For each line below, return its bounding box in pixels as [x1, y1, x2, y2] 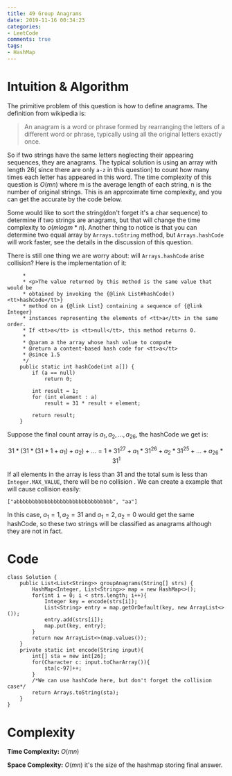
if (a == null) [32, 369, 76, 376]
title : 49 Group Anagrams [7, 10, 82, 17]
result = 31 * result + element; [44, 400, 141, 407]
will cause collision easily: [7, 484, 81, 493]
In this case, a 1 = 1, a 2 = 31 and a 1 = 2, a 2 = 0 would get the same [7, 510, 195, 521]
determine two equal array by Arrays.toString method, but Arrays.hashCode [7, 230, 224, 239]
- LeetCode [7, 29, 39, 37]
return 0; [44, 376, 73, 382]
